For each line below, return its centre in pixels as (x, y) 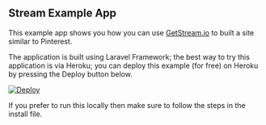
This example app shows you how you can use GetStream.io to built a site (131, 32)
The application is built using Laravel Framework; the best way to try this (129, 56)
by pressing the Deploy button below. (71, 74)
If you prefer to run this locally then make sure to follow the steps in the (127, 105)
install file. (25, 114)
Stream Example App (63, 13)
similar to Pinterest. (40, 41)
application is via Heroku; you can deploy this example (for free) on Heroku (133, 65)
